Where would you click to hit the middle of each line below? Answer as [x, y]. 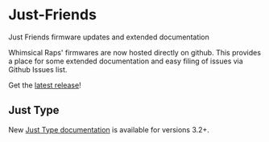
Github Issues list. [38, 69]
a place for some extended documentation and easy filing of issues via [126, 61]
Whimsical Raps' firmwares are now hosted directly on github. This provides [135, 52]
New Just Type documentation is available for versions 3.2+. [109, 129]
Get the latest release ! [45, 85]
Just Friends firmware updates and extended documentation [109, 37]
